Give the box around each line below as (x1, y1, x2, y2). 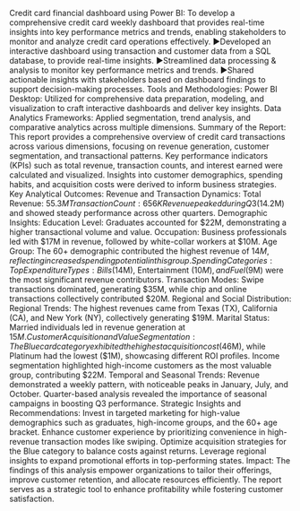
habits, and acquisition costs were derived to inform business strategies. (9, 179, 278, 189)
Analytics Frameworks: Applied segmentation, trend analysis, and (9, 112, 251, 123)
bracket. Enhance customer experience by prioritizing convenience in (9, 427, 266, 437)
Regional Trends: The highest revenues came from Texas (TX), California (9, 303, 278, 313)
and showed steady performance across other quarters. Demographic (9, 208, 269, 218)
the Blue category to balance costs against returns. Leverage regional (9, 446, 267, 456)
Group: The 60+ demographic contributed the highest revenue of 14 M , (9, 246, 270, 256)
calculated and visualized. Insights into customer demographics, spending (9, 169, 284, 180)
